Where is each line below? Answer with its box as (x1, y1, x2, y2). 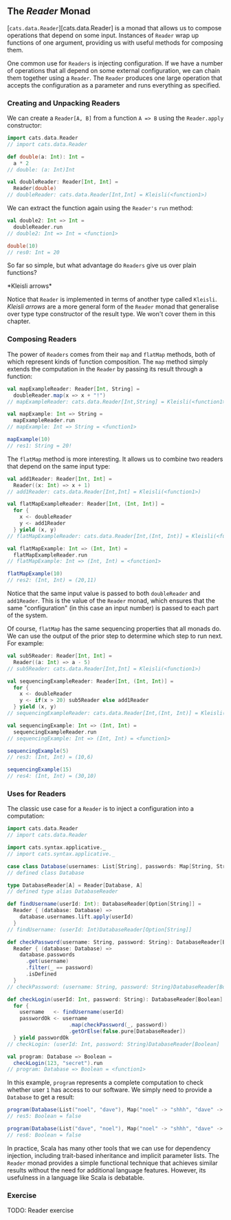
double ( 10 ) (7, 242, 38, 249)
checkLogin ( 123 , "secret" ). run (13, 1059, 103, 1066)
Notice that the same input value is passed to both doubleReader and (7, 589, 201, 598)
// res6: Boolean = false (7, 1131, 81, 1139)
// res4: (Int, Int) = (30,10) (7, 773, 97, 780)
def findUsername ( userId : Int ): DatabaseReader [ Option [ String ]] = (7, 900, 201, 908)
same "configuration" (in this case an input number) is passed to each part (7, 604, 219, 612)
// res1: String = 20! (7, 442, 72, 449)
